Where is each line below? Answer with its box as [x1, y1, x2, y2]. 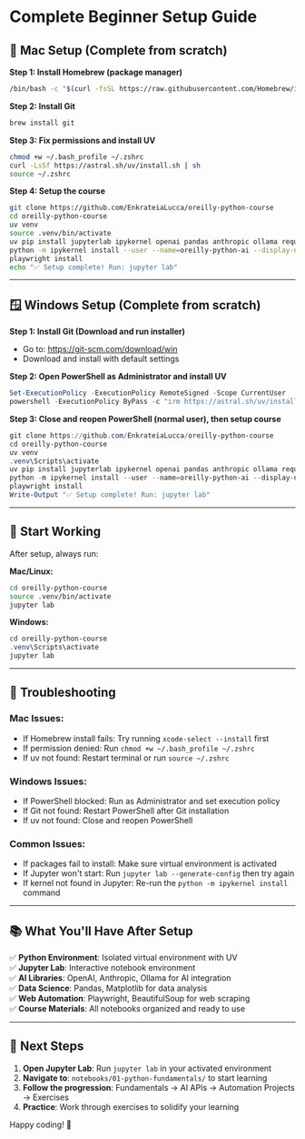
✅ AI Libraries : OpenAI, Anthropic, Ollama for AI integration [9, 973, 231, 983]
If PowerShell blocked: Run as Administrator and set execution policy [22, 795, 280, 806]
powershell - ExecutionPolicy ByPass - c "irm [9, 398, 181, 407]
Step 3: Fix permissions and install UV [9, 135, 156, 146]
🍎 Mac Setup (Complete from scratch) [9, 43, 228, 58]
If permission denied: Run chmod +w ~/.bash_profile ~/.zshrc [22, 742, 256, 753]
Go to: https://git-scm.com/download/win [22, 344, 178, 355]
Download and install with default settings [22, 353, 180, 365]
